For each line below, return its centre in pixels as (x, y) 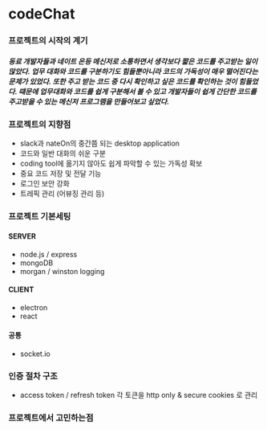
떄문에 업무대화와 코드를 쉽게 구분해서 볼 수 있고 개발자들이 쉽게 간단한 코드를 (138, 91)
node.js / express (49, 254)
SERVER (22, 236)
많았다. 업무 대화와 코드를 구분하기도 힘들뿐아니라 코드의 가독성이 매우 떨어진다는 (133, 71)
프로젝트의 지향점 (40, 125)
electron (34, 307)
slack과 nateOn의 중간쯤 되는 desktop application (100, 143)
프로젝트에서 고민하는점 (51, 418)
